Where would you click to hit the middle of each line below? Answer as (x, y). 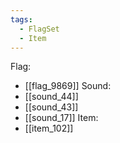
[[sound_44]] (51, 97)
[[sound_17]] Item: (61, 118)
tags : (21, 19)
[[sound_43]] (51, 107)
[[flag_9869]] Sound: (68, 86)
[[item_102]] (49, 128)
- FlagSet (39, 29)
